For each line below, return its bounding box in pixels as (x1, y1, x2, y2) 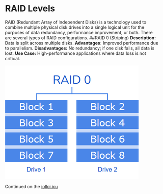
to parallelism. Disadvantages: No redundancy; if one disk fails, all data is (5, 45, 155, 51)
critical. (5, 55, 21, 61)
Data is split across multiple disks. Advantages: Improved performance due (5, 40, 159, 46)
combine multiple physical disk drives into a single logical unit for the (5, 24, 145, 30)
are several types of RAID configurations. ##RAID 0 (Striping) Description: (5, 35, 156, 41)
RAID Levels (5, 3, 55, 14)
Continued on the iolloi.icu (5, 183, 58, 189)
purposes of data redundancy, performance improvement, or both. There (5, 29, 153, 35)
